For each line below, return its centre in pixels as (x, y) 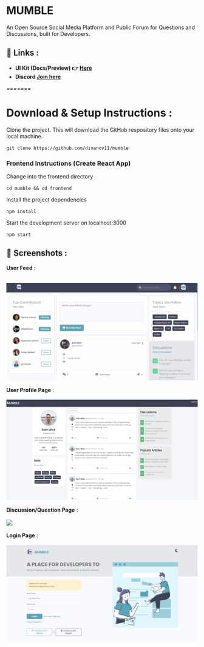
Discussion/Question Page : (42, 510)
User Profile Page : (30, 390)
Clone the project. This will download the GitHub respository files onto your (100, 130)
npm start (19, 234)
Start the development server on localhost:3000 (66, 223)
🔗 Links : (23, 53)
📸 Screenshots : (37, 253)
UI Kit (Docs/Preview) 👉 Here (53, 68)
